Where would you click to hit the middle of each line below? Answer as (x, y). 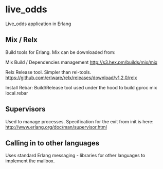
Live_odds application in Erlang (38, 24)
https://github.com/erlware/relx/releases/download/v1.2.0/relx (71, 78)
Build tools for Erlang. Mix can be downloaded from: (60, 52)
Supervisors (25, 109)
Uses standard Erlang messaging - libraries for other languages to (75, 156)
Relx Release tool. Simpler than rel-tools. (48, 72)
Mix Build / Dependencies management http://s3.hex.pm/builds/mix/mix (81, 62)
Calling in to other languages (52, 143)
